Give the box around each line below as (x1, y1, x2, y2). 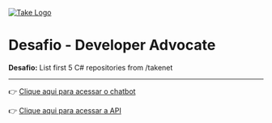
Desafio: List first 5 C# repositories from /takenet (8, 62, 173, 72)
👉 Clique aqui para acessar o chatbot (8, 86, 136, 96)
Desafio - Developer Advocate (8, 36, 216, 54)
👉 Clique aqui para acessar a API (8, 105, 121, 115)
